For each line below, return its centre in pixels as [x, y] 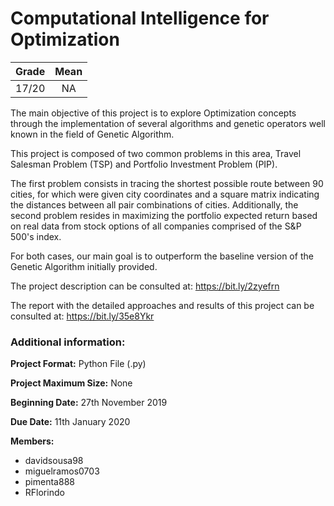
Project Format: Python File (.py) [78, 364]
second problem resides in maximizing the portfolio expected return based [164, 215]
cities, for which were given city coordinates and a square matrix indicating [165, 194]
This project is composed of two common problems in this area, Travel [156, 153]
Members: [32, 441]
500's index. [36, 236]
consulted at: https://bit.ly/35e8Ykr [82, 316]
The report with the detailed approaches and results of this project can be [162, 305]
